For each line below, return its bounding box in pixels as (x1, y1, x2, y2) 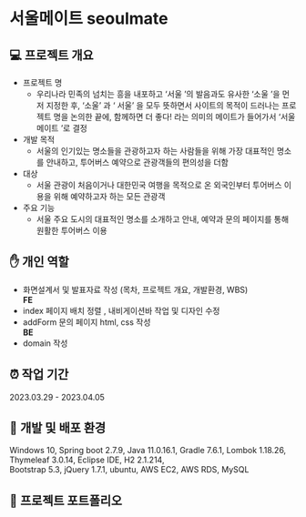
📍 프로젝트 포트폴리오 (9, 492, 123, 508)
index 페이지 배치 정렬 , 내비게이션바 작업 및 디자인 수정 (22, 305, 220, 316)
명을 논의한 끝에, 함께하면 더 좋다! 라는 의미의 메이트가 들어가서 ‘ (53, 111, 281, 122)
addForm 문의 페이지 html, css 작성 (22, 316, 151, 328)
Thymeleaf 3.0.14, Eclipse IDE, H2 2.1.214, (9, 454, 165, 465)
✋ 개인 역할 (9, 254, 70, 269)
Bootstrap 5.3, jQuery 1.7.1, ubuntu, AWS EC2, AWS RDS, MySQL (9, 464, 250, 475)
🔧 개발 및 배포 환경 (9, 421, 107, 436)
